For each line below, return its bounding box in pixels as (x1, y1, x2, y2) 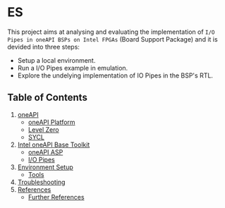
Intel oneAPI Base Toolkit (17, 140, 90, 149)
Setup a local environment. (17, 56, 96, 64)
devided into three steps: (7, 42, 80, 51)
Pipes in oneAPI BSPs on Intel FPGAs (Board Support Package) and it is (7, 35, 218, 43)
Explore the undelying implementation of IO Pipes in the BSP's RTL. (17, 71, 214, 80)
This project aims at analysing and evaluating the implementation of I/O (7, 27, 215, 36)
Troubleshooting (17, 178, 66, 186)
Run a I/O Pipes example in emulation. (17, 63, 128, 72)
